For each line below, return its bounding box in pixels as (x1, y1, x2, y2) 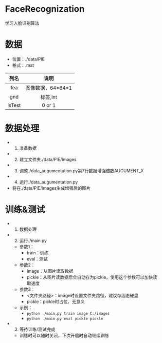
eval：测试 (26, 256, 48, 262)
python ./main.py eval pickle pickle (26, 316, 103, 321)
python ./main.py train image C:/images (26, 311, 110, 316)
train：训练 (26, 250, 49, 256)
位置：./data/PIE (12, 56, 45, 62)
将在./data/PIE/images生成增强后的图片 (12, 185, 91, 191)
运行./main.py (19, 238, 47, 243)
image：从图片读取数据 (26, 268, 73, 274)
